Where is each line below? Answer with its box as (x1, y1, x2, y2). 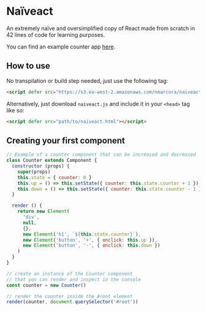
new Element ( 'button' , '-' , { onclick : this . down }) (22, 242, 161, 249)
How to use (6, 61, 50, 71)
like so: (6, 106, 25, 114)
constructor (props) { (12, 163, 70, 169)
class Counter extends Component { (6, 158, 97, 164)
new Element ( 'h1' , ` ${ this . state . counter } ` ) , (22, 231, 141, 237)
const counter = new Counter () (6, 282, 86, 288)
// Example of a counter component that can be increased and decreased (6, 152, 196, 158)
